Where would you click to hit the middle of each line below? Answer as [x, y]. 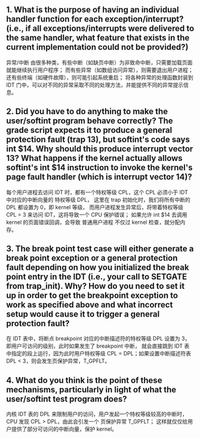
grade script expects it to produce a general [89, 130]
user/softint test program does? [67, 399]
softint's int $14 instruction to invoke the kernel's [99, 168]
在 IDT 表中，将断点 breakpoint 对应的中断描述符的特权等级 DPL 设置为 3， [98, 339]
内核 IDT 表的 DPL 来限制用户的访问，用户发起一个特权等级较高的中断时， [97, 414]
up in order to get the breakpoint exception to [92, 296]
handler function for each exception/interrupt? [95, 19]
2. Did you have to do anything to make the [87, 112]
